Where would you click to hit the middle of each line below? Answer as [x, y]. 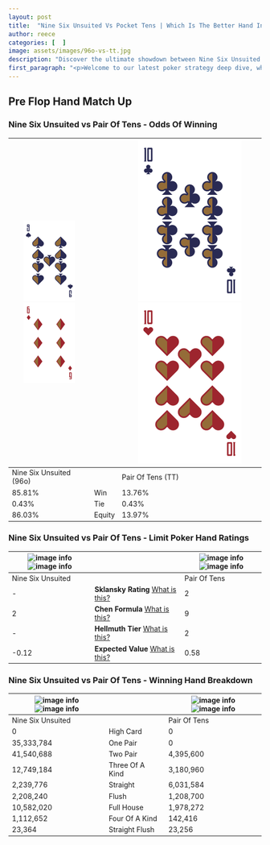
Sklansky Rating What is [135, 589]
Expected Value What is [135, 648]
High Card [125, 731]
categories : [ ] [37, 43]
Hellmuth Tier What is [131, 629]
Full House [126, 807]
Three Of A [127, 765]
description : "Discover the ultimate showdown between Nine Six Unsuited [135, 60]
